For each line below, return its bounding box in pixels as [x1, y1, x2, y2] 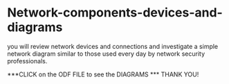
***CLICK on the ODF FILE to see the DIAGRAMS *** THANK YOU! [7, 70, 199, 78]
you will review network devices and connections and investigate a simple [7, 42, 219, 50]
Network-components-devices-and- [7, 5, 223, 21]
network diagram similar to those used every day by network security [7, 50, 205, 58]
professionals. [7, 56, 48, 65]
